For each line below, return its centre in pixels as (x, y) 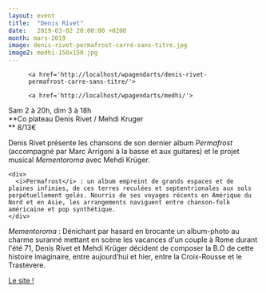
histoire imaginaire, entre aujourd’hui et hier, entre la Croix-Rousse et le (125, 257)
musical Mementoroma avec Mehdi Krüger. (79, 160)
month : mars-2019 (37, 38)
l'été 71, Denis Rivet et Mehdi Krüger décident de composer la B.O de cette (131, 248)
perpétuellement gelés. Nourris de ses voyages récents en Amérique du (130, 196)
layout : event (32, 16)
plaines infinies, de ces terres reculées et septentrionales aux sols (130, 188)
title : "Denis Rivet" (46, 23)
